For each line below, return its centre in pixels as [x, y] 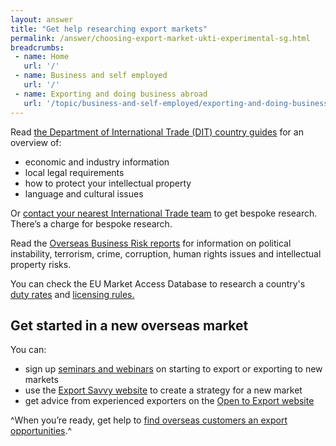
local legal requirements [74, 172]
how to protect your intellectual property [108, 183]
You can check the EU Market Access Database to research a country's [158, 283]
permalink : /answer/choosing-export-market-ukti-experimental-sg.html [160, 38]
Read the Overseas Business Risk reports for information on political [151, 243]
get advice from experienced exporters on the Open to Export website [169, 401]
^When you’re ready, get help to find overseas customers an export [149, 420]
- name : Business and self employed [91, 76]
